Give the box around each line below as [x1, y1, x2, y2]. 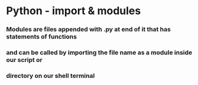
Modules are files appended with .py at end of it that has [6, 25, 171, 34]
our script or [6, 56, 43, 64]
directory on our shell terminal [6, 71, 95, 80]
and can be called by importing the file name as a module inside [6, 48, 193, 57]
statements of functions [6, 32, 77, 41]
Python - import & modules [6, 4, 141, 18]
